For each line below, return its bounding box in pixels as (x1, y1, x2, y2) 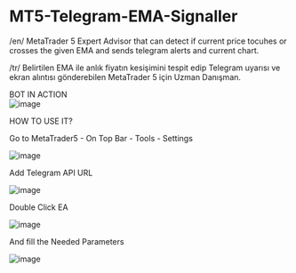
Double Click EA (9, 202, 68, 213)
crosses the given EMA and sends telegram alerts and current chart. (9, 44, 260, 55)
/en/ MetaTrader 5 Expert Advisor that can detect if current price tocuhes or (9, 36, 287, 46)
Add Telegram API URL (9, 167, 93, 178)
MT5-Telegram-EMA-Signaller (9, 6, 238, 27)
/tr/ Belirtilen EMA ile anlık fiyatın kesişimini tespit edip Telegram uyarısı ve (9, 62, 281, 73)
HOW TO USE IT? (9, 116, 73, 126)
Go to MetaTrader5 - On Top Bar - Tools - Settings (9, 132, 194, 143)
